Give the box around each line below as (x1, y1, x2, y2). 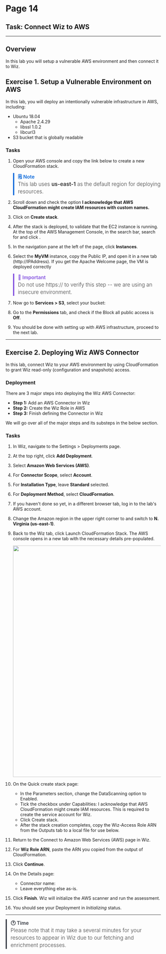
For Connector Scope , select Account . (12, 472, 93, 478)
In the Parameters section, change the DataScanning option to (20, 791, 147, 796)
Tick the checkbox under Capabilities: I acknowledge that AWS (20, 801, 148, 807)
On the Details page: (12, 871, 55, 877)
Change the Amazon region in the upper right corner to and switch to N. (12, 516, 159, 521)
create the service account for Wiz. (20, 812, 92, 818)
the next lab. (12, 329, 38, 335)
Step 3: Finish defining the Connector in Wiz (12, 410, 103, 416)
